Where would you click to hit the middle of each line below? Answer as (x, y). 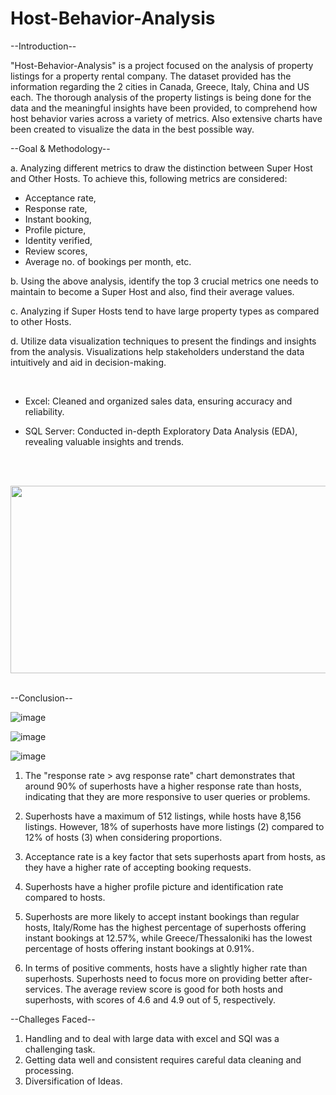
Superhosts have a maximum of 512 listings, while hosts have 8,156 (163, 816)
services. (43, 989)
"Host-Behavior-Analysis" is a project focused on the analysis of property (162, 65)
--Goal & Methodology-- (60, 148)
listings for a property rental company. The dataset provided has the (151, 76)
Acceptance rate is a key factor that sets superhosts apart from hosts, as (175, 856)
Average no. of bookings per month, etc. (108, 261)
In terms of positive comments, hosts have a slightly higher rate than (166, 968)
